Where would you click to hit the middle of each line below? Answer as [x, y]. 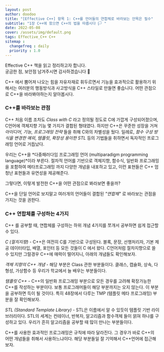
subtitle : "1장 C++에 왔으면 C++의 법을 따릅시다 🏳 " [56, 23]
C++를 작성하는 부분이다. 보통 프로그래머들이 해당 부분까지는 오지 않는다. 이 [77, 287]
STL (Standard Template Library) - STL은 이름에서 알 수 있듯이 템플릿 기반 [78, 310]
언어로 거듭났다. [29, 144]
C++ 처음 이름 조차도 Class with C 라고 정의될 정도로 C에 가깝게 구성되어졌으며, [82, 119]
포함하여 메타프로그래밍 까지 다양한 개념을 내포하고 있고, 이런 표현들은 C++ [82, 167]
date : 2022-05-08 [23, 28]
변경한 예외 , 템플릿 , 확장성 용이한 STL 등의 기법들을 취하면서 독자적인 [80, 138]
